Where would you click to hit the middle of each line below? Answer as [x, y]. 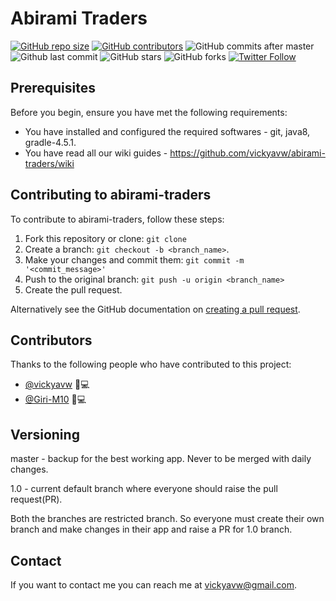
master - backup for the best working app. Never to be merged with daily [161, 459]
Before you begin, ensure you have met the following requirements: [149, 112]
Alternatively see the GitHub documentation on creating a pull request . [155, 309]
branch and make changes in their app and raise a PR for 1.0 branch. [151, 529]
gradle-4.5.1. [50, 142]
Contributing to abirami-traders [111, 195]
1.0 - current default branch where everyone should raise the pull [144, 489]
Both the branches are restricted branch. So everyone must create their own [167, 519]
